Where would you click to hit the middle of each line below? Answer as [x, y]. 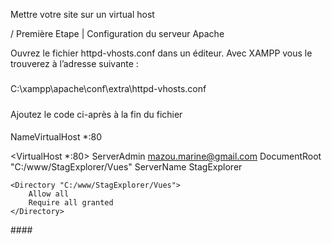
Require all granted [71, 203]
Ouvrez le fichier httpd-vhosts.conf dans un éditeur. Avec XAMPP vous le [161, 53]
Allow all [49, 194]
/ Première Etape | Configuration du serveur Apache [117, 33]
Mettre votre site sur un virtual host [82, 14]
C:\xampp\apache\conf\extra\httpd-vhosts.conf [108, 89]
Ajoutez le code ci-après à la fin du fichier [96, 114]
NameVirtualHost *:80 [56, 137]
